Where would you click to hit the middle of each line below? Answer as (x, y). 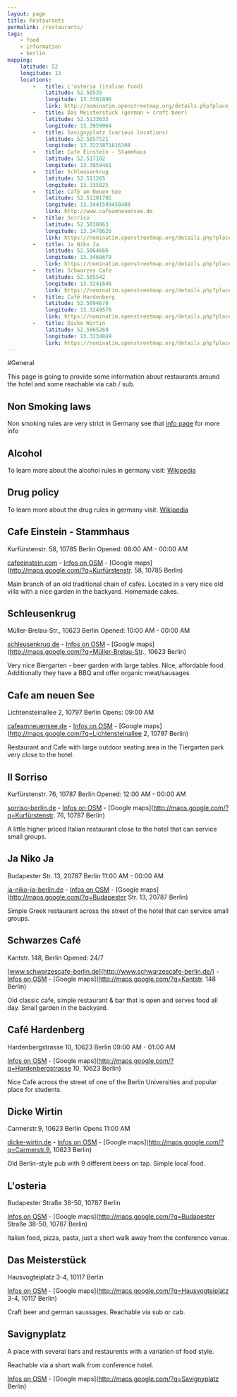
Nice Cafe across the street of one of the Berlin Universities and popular (112, 1082)
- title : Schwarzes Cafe (72, 270)
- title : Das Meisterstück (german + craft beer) (110, 113)
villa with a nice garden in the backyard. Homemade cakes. (93, 591)
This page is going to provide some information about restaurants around (114, 376)
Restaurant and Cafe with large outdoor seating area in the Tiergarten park (116, 747)
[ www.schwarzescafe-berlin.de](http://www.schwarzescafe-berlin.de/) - (114, 971)
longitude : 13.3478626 (78, 231)
